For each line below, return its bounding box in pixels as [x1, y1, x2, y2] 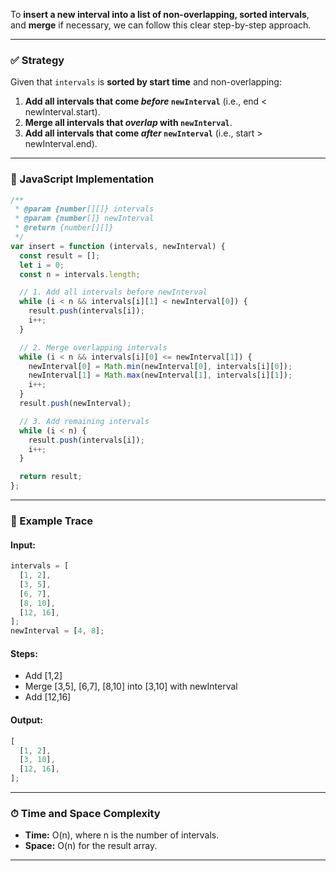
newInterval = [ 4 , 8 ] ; [10, 626, 105, 636]
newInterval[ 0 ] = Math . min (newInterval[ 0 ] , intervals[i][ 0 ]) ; [28, 361, 293, 371]
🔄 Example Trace [10, 514, 94, 528]
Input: [10, 539, 36, 551]
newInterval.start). [24, 106, 101, 118]
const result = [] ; [19, 250, 101, 261]
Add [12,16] [24, 691, 72, 703]
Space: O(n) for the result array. [24, 840, 158, 852]
